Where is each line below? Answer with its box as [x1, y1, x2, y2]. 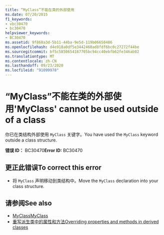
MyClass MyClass [12, 212, 48, 218]
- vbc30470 [5, 21, 28, 26]
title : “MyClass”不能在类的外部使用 [5, 7, 75, 12]
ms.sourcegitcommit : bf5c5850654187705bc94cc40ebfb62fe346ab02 [5, 49, 140, 54]
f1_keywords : [5, 16, 32, 21]
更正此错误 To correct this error [5, 163, 102, 172]
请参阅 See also [5, 199, 52, 207]
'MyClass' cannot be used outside [14, 103, 159, 115]
